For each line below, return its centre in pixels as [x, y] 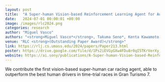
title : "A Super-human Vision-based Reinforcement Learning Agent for [80, 14]
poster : [13, 51]
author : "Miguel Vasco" [29, 32]
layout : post [18, 10]
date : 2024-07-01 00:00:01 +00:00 [42, 19]
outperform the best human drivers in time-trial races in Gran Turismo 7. [78, 75]
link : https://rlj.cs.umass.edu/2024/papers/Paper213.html [67, 46]
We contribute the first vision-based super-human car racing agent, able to [81, 69]
